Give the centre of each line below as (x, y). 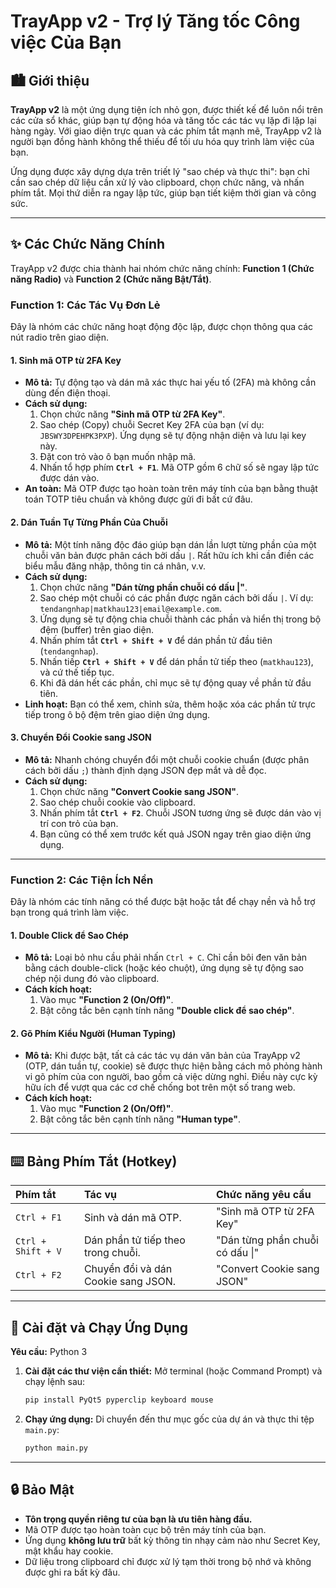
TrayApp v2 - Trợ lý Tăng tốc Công (155, 21)
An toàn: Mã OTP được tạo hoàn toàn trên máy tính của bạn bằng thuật (171, 489)
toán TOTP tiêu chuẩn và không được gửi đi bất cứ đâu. (138, 499)
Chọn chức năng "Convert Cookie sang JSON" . (139, 791)
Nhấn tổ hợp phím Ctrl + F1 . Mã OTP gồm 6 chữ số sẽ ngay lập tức (179, 467)
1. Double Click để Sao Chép (69, 935)
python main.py (56, 1448)
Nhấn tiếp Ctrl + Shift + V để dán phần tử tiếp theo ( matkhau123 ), (176, 661)
